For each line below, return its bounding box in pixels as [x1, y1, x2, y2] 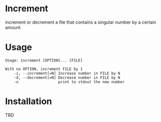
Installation [5, 96, 52, 107]
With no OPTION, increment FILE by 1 [5, 66, 83, 71]
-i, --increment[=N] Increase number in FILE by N [14, 71, 121, 76]
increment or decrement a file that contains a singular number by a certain [5, 19, 157, 25]
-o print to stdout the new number [14, 79, 125, 84]
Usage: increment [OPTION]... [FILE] [5, 58, 83, 63]
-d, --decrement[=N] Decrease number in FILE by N [14, 75, 121, 80]
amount [5, 24, 21, 30]
